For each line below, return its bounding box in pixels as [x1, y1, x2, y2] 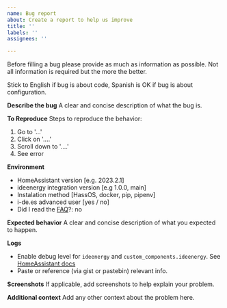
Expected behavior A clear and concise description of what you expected [7, 218, 216, 227]
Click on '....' [16, 135, 52, 144]
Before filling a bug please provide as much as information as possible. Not [7, 60, 219, 68]
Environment [7, 163, 44, 171]
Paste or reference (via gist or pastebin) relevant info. [16, 267, 168, 275]
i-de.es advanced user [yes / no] [16, 198, 109, 206]
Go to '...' [16, 128, 42, 136]
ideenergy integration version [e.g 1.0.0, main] [16, 183, 147, 192]
